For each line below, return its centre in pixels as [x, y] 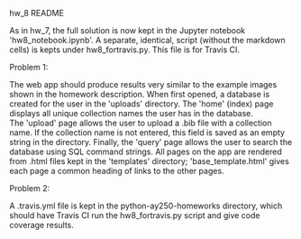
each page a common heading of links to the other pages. [117, 171]
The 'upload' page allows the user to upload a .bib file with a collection [141, 123]
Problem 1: [29, 67]
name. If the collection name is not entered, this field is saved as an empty [147, 133]
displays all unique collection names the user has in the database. [132, 113]
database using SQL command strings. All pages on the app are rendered [146, 152]
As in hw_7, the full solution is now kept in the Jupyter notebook [128, 30]
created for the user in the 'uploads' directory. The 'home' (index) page [141, 104]
